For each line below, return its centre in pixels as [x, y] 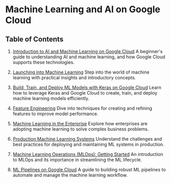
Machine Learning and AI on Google [83, 9]
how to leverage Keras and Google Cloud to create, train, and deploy [85, 93]
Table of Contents [35, 39]
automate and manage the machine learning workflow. [70, 175]
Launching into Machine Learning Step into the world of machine [81, 72]
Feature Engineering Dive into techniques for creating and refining [82, 108]
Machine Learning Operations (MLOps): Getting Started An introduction [88, 154]
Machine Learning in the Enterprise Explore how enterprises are [80, 123]
